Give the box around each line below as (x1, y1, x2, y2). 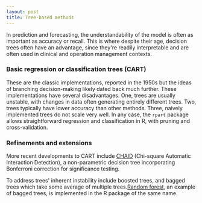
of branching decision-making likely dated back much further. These (6, 85, 177, 92)
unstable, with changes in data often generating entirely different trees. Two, (6, 98, 197, 105)
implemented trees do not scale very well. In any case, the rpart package (6, 111, 189, 118)
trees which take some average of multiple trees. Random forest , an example (6, 183, 196, 190)
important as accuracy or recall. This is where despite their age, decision (6, 37, 188, 45)
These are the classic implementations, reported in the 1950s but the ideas (6, 79, 192, 86)
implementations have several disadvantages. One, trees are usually (6, 92, 176, 99)
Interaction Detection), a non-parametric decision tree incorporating (6, 159, 175, 166)
